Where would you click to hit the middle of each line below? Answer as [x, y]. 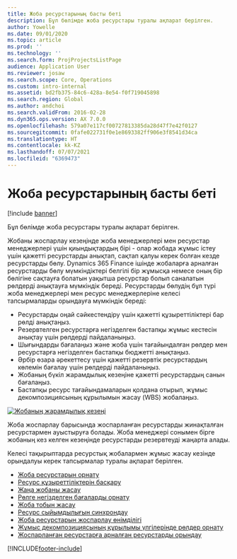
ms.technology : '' [34, 54]
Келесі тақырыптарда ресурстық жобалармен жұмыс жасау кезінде [111, 453]
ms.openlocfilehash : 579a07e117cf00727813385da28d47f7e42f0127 [103, 126]
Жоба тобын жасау [46, 505]
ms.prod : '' [25, 47]
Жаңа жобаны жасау [49, 490]
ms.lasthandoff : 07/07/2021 [49, 152]
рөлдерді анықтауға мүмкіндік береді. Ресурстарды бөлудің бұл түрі [111, 286]
